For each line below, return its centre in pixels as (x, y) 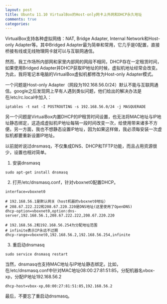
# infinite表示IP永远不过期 (32, 230)
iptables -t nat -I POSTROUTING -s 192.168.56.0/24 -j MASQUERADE (76, 107)
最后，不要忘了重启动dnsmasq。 (39, 296)
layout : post (19, 10)
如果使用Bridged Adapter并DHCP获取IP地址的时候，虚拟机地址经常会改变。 (83, 68)
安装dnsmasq (26, 163)
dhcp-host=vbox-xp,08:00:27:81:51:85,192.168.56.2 (59, 286)
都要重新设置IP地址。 (35, 135)
